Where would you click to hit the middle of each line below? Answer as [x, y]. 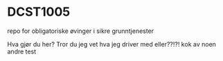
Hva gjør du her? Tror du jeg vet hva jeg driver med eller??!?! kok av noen [112, 44]
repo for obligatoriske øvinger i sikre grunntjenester [81, 31]
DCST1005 [39, 12]
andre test [22, 51]
